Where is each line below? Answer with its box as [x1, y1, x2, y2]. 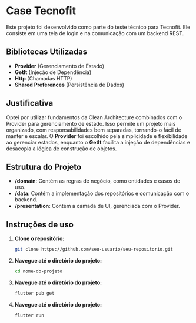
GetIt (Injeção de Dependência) [14, 69, 92, 76]
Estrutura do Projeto [6, 161, 82, 171]
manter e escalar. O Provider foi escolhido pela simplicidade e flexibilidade [6, 132, 188, 139]
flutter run [14, 312, 44, 318]
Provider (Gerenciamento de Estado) [14, 62, 105, 69]
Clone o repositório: [14, 235, 65, 242]
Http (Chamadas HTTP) [14, 75, 72, 82]
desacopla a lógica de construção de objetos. [6, 145, 117, 152]
